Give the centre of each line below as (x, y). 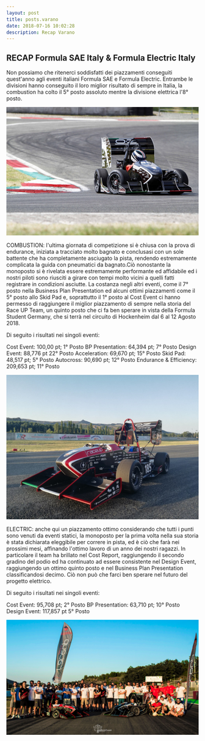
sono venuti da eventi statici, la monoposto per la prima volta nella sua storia (103, 536)
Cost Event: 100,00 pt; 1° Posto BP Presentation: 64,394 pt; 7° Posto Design (101, 347)
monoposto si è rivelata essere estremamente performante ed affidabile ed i (102, 271)
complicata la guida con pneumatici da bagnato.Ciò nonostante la (88, 264)
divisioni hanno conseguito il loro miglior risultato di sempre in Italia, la (95, 86)
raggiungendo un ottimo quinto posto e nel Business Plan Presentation (95, 568)
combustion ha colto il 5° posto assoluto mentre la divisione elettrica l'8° (97, 92)
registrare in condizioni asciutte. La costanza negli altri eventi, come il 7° (97, 284)
